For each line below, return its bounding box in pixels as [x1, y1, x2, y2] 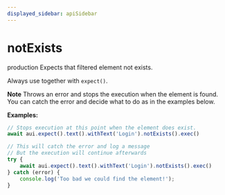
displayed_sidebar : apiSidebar [7, 10, 98, 17]
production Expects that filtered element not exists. [7, 63, 153, 71]
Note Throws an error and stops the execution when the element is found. [7, 90, 219, 98]
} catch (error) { [7, 169, 60, 176]
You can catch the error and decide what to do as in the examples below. [7, 97, 215, 105]
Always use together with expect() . [7, 76, 108, 85]
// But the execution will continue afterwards [7, 150, 147, 157]
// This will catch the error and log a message [7, 143, 150, 150]
